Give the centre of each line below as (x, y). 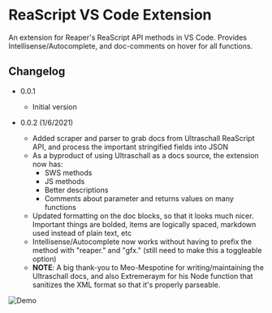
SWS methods (68, 173)
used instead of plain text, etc (82, 233)
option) (44, 259)
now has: (47, 164)
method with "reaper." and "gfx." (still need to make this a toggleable (147, 250)
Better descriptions (76, 190)
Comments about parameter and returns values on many (139, 198)
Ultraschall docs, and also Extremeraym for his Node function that (142, 276)
